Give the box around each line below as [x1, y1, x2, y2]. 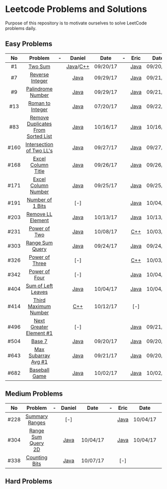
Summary [25, 413, 48, 420]
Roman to [28, 100, 51, 107]
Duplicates [27, 120, 52, 127]
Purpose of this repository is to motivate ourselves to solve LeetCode [5, 20, 147, 26]
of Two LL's [26, 147, 53, 154]
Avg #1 [31, 358, 48, 365]
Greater [30, 323, 49, 330]
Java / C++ [66, 63, 89, 70]
